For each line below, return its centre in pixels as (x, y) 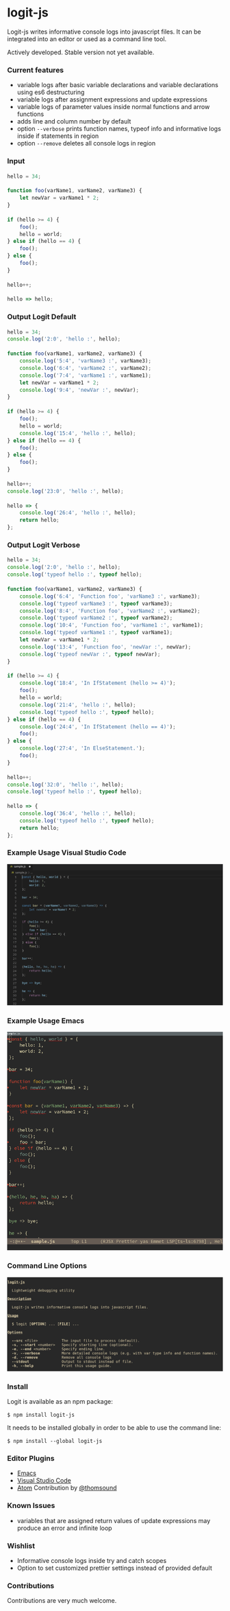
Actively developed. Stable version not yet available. (81, 52)
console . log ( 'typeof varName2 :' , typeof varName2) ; (96, 618)
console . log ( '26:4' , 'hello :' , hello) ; (78, 513)
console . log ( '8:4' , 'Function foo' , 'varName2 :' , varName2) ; (110, 611)
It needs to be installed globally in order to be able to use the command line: (114, 1428)
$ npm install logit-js (41, 1415)
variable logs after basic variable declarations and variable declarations (118, 85)
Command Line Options (47, 1266)
